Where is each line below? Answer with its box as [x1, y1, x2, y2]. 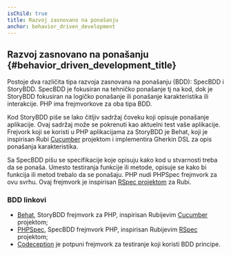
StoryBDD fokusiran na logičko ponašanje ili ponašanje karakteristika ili [7, 93, 209, 101]
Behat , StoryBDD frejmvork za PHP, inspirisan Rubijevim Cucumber [17, 211, 208, 219]
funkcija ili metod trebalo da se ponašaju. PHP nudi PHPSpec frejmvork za [7, 171, 217, 179]
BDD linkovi [7, 195, 47, 205]
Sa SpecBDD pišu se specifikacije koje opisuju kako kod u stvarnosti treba [7, 156, 218, 164]
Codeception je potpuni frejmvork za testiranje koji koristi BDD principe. [17, 240, 221, 249]
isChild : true [7, 10, 48, 17]
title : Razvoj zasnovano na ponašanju [7, 17, 119, 23]
